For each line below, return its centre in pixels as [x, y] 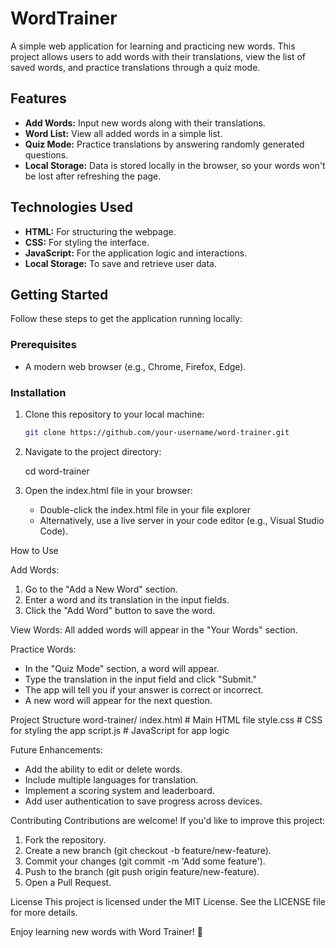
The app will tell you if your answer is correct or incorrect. [144, 689]
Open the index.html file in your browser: [108, 490]
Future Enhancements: [56, 749]
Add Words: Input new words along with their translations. [145, 123]
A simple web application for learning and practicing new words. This [153, 46]
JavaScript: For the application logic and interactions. [136, 253]
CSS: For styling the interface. [87, 242]
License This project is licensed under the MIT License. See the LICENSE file [168, 901]
